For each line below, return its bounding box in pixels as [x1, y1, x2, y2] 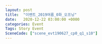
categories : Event [5, 21, 44, 27]
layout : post [5, 7, 33, 13]
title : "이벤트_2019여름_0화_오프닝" [5, 12, 77, 17]
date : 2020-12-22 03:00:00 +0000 [5, 17, 80, 22]
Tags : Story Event [5, 26, 44, 31]
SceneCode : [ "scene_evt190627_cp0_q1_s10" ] [5, 31, 98, 36]
